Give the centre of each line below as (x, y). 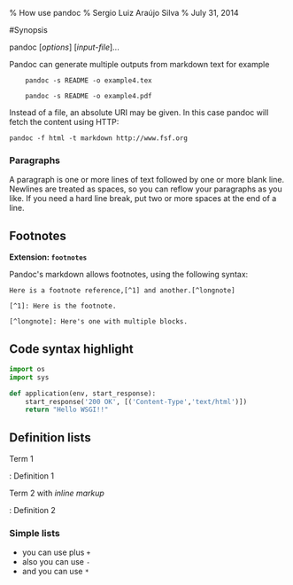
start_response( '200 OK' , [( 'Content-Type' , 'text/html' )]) (136, 402)
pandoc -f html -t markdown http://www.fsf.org (99, 138)
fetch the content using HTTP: (64, 122)
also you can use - (56, 562)
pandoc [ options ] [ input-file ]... (64, 47)
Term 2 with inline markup (57, 493)
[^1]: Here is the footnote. (63, 306)
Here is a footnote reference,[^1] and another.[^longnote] (123, 291)
